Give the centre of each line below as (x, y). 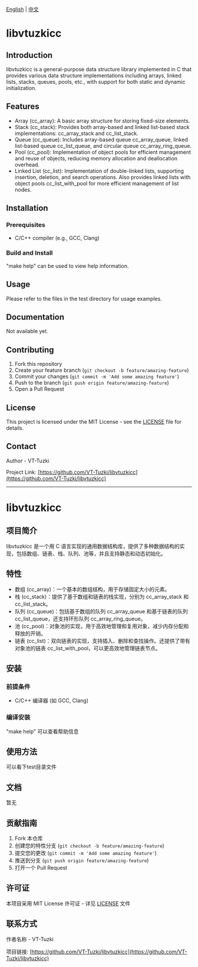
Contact (21, 446)
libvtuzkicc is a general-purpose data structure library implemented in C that (99, 69)
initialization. (21, 88)
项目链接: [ (19, 952)
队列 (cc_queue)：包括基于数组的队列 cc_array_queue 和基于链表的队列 (101, 611)
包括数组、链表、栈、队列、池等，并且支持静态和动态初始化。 (91, 553)
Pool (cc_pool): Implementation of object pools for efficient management (103, 152)
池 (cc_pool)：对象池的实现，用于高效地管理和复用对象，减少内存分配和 (102, 626)
